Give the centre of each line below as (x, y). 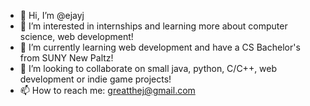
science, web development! (76, 36)
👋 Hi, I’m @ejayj (52, 15)
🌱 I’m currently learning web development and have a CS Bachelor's (160, 47)
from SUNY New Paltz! (66, 58)
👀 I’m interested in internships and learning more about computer (153, 26)
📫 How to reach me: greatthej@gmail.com (107, 90)
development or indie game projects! (95, 79)
